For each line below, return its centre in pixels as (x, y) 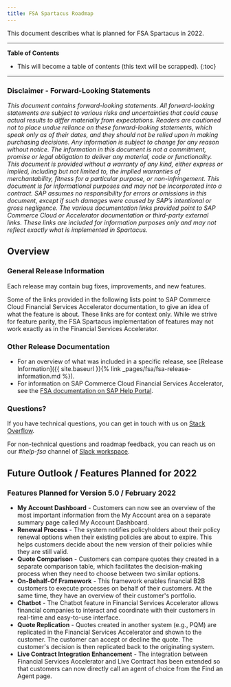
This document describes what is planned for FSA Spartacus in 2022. (106, 33)
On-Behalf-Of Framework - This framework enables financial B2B (111, 581)
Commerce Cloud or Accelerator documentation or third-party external (108, 215)
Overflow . (21, 431)
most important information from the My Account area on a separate (114, 515)
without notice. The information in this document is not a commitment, (107, 149)
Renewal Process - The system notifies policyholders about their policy (119, 529)
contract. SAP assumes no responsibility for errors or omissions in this (107, 193)
